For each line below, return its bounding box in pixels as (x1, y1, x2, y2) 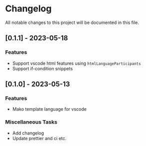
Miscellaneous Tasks (5, 119, 57, 126)
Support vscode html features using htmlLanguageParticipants (12, 60, 141, 66)
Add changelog (12, 130, 44, 136)
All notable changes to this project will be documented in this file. (5, 19, 140, 25)
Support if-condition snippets (12, 65, 73, 71)
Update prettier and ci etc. (12, 135, 67, 141)
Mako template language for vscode (12, 106, 87, 112)
